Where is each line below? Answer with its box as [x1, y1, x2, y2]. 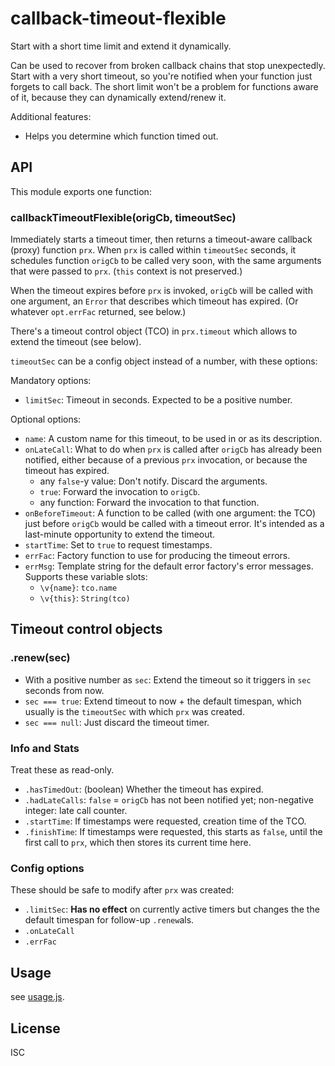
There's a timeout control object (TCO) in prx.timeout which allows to [10, 325, 298, 337]
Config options [10, 861, 85, 875]
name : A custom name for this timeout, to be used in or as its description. [24, 433, 323, 445]
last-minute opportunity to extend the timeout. [24, 528, 216, 541]
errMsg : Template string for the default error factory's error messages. [24, 560, 314, 572]
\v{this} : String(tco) [39, 592, 131, 604]
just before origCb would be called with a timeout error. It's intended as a [24, 518, 325, 530]
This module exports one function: [10, 185, 152, 197]
